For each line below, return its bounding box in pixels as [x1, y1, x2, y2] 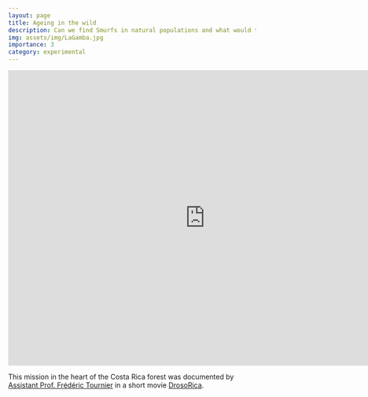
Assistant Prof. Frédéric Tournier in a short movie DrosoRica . [8, 380, 204, 390]
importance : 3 [8, 41, 55, 49]
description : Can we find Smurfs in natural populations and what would [8, 26, 252, 34]
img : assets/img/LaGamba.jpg [8, 33, 104, 42]
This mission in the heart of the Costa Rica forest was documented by [8, 372, 234, 381]
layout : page [8, 11, 51, 20]
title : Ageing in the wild [8, 19, 97, 27]
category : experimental [8, 48, 86, 56]
